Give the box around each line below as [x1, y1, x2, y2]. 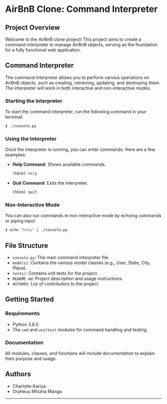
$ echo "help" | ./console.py [5, 227, 68, 233]
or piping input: [5, 218, 36, 224]
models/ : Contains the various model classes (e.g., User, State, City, [12, 260, 151, 266]
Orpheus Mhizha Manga [12, 388, 62, 394]
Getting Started [5, 295, 54, 304]
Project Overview [5, 23, 60, 32]
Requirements [5, 310, 40, 317]
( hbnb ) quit [12, 190, 37, 195]
